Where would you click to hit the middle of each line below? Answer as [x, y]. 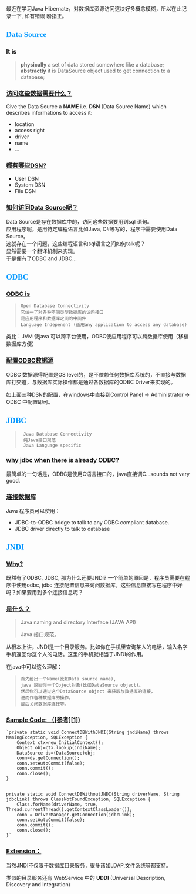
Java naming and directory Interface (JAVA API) [78, 622]
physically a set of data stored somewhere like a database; [92, 64]
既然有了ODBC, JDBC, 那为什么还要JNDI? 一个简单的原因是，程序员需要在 [96, 577]
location [24, 124]
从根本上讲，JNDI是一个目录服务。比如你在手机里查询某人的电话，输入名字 [97, 647]
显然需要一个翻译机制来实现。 [42, 251]
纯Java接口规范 [40, 440]
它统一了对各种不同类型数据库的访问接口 [62, 313]
